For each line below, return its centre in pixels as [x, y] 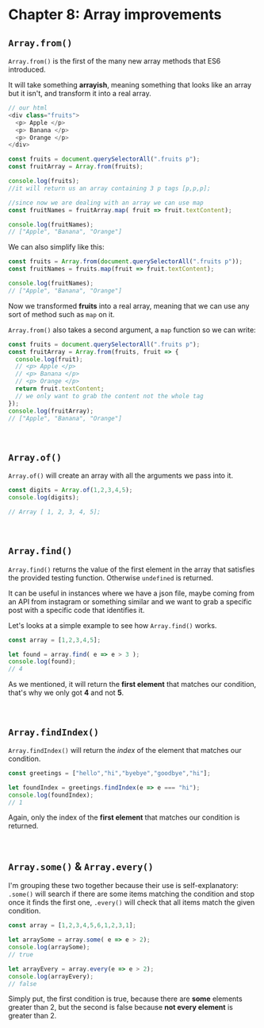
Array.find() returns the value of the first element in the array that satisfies [132, 569]
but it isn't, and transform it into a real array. [80, 93]
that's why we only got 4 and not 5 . [66, 692]
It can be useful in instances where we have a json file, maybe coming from [132, 593]
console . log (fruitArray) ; [51, 411]
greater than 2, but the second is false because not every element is [121, 1007]
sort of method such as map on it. [61, 314]
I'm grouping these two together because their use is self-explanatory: [124, 886]
